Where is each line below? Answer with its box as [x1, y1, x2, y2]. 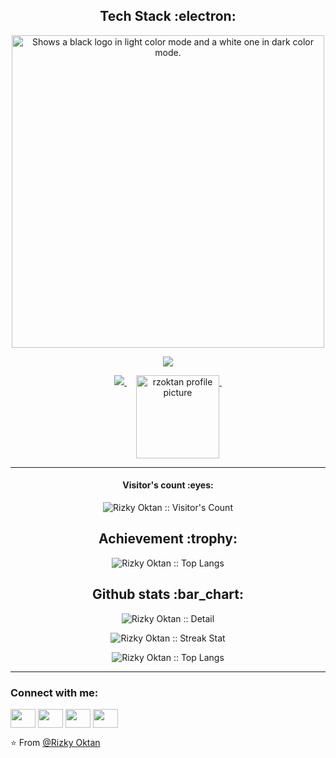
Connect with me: [10, 685, 99, 699]
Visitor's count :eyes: [122, 479, 214, 491]
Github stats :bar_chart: [91, 586, 245, 603]
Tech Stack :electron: [99, 8, 237, 25]
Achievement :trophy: [98, 530, 238, 548]
